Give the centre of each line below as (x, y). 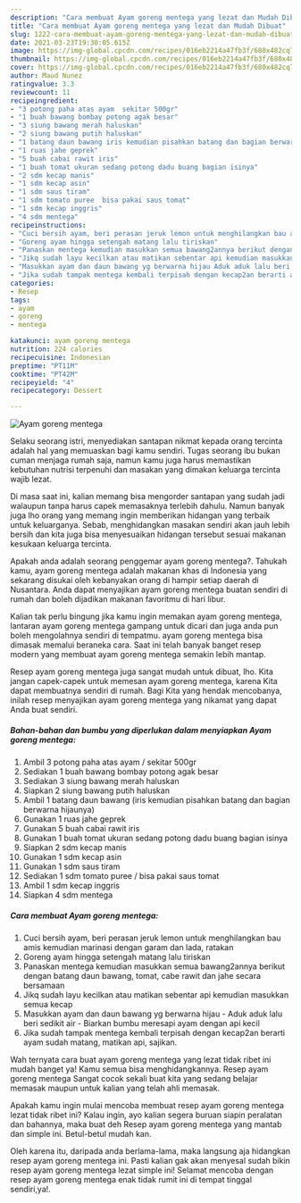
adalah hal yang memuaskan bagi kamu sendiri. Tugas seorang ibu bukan (145, 451)
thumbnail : (30, 59)
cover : (22, 68)
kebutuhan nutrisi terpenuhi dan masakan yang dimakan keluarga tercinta (145, 470)
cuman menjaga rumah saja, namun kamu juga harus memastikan (131, 460)
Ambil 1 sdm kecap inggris (71, 886)
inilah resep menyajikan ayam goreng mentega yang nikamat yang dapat (143, 700)
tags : (20, 300)
